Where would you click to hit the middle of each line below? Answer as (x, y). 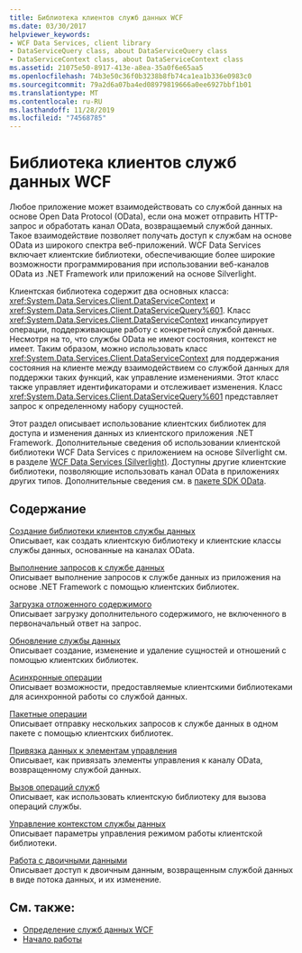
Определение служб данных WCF (88, 930)
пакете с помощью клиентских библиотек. (92, 733)
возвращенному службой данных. (75, 769)
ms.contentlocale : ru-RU (56, 101)
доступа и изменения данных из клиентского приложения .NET (132, 433)
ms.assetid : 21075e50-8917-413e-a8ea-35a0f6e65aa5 (106, 68)
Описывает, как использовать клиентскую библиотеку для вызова (138, 796)
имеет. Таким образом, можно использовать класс (109, 349)
